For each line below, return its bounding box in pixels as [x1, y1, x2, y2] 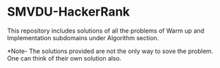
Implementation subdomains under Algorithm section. [7, 33, 159, 41]
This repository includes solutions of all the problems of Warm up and [7, 27, 205, 35]
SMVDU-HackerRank [7, 4, 131, 20]
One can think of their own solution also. [7, 54, 122, 62]
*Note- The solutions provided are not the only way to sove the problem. [7, 47, 214, 55]
